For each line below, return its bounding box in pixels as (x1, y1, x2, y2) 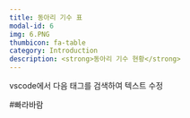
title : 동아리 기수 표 (9, 13, 83, 22)
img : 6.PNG (9, 29, 50, 38)
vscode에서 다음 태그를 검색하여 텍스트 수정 (9, 80, 164, 90)
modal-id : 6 (9, 21, 54, 30)
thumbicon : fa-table (9, 38, 87, 47)
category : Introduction (9, 46, 99, 55)
